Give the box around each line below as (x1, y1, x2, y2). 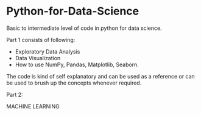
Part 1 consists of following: (6, 36, 76, 43)
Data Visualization (15, 54, 61, 61)
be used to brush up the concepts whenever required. (6, 79, 142, 86)
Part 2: (6, 91, 23, 98)
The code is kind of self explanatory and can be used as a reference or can (6, 72, 195, 80)
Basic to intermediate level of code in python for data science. (6, 24, 163, 32)
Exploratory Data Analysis (15, 47, 80, 55)
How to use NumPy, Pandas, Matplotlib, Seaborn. (15, 61, 139, 68)
